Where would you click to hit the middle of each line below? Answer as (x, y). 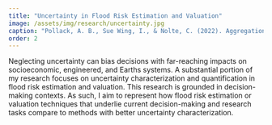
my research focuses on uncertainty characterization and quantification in (132, 78)
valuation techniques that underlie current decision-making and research (130, 104)
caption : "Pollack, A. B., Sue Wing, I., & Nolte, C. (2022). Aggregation (137, 31)
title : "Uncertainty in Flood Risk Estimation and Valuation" (115, 16)
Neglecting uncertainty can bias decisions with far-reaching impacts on (127, 61)
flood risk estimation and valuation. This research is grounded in (115, 87)
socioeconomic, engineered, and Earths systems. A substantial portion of (131, 70)
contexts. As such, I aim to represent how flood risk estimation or (143, 96)
